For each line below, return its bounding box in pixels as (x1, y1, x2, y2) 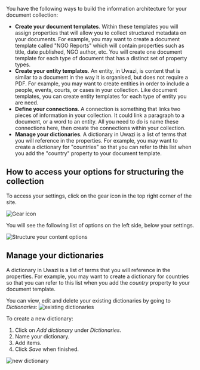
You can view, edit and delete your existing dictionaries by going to (6, 297, 171, 304)
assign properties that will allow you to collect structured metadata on (14, 29, 187, 36)
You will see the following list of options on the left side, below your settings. (6, 221, 195, 229)
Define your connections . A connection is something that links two (14, 106, 181, 112)
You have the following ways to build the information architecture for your (6, 5, 187, 12)
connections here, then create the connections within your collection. (14, 125, 186, 131)
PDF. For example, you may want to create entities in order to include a (14, 80, 189, 87)
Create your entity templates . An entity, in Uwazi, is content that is (14, 67, 180, 74)
